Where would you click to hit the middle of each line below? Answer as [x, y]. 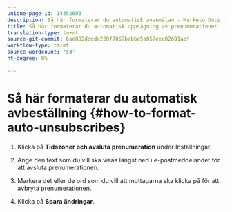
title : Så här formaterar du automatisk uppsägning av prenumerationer [112, 26]
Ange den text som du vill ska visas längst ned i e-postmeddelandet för [118, 160]
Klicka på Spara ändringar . [56, 201]
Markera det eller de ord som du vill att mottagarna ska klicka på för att [118, 180]
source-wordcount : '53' [41, 52]
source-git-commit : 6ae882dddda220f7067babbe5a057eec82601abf [98, 39]
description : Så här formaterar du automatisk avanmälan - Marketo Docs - [117, 20]
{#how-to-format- [143, 113]
